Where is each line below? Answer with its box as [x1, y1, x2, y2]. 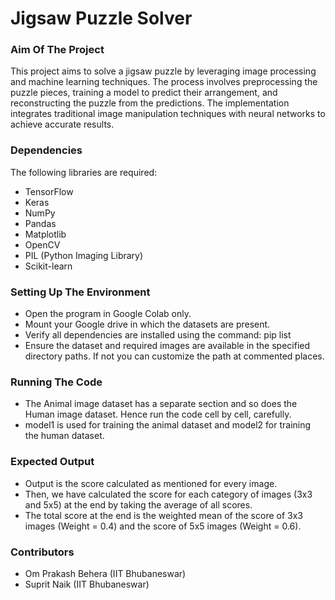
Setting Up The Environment [10, 285, 151, 299]
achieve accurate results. [10, 118, 115, 131]
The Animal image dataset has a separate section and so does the [24, 398, 298, 410]
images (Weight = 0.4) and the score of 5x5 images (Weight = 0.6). [24, 520, 302, 532]
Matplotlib [24, 228, 67, 240]
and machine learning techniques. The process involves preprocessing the [10, 76, 318, 88]
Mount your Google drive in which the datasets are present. [24, 318, 271, 331]
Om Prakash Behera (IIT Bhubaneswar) [24, 567, 187, 579]
